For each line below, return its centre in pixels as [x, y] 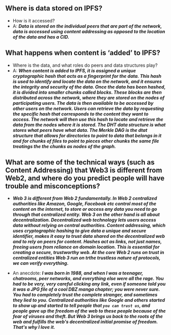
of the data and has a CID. [41, 37]
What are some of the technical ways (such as [80, 162]
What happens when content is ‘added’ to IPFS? [83, 53]
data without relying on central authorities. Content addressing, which [89, 226]
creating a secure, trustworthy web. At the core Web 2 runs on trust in [88, 253]
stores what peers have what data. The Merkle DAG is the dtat [80, 130]
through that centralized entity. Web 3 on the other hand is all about [86, 215]
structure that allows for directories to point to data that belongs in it [87, 135]
